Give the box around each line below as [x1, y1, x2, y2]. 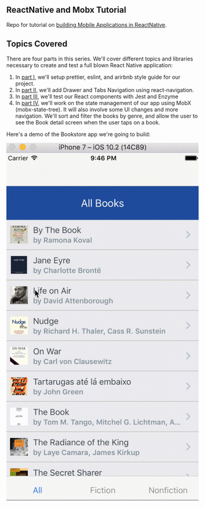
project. [15, 79, 35, 87]
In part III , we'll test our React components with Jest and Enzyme [15, 93, 179, 100]
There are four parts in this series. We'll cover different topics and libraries [6, 55, 193, 62]
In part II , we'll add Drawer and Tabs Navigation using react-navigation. [15, 86, 194, 93]
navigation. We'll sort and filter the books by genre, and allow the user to [15, 112, 198, 120]
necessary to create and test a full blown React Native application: [6, 61, 173, 69]
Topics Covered [6, 39, 68, 49]
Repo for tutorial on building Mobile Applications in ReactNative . [6, 21, 167, 28]
